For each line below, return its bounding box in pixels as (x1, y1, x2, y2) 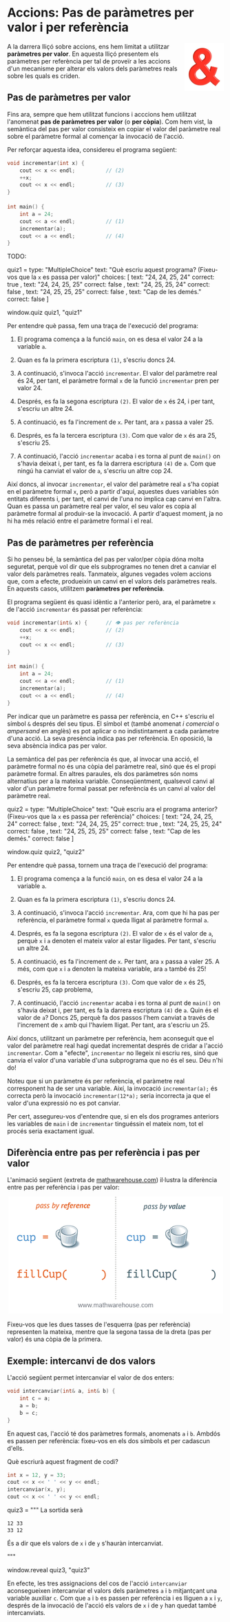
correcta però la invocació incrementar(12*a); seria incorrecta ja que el (7, 1091, 211, 1099)
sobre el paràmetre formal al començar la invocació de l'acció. (7, 132, 185, 140)
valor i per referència (7, 19, 129, 35)
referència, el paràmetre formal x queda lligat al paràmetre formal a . (17, 916, 209, 924)
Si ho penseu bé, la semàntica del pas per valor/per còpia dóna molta (7, 555, 205, 563)
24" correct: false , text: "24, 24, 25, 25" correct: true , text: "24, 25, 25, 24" (7, 820, 222, 828)
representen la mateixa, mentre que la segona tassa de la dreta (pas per (7, 1328, 211, 1336)
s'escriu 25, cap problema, (17, 985, 93, 994)
